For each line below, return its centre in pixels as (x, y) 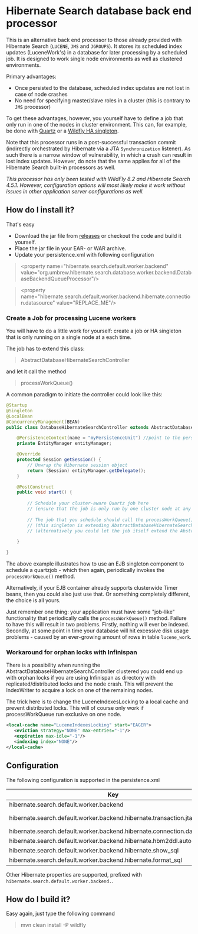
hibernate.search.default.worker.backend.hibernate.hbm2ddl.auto (100, 841)
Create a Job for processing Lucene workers (71, 318)
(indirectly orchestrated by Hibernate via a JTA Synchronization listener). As (98, 148)
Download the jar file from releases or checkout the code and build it (98, 235)
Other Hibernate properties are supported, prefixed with (74, 874)
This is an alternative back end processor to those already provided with (94, 40)
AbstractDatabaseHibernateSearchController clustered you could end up (94, 671)
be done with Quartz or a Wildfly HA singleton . (62, 131)
